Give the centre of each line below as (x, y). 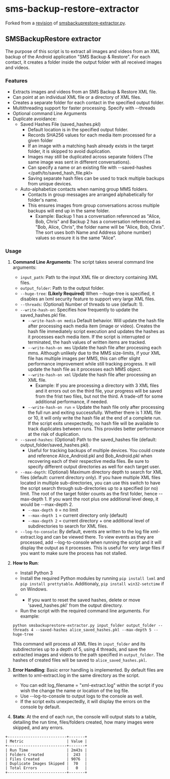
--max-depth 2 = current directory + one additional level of (89, 521)
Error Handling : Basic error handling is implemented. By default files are (88, 670)
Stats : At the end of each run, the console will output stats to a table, (84, 717)
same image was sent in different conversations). (79, 162)
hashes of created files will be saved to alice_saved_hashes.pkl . (80, 660)
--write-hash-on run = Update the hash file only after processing (96, 407)
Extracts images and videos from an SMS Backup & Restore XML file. (85, 92)
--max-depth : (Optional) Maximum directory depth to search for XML (91, 472)
